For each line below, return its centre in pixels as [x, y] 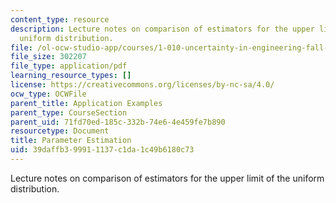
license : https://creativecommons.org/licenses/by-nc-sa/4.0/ [142, 85]
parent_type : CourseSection [69, 112]
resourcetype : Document [60, 131]
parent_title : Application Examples [86, 103]
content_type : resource [60, 19]
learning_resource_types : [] [71, 76]
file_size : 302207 [48, 57]
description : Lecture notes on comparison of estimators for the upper [162, 29]
